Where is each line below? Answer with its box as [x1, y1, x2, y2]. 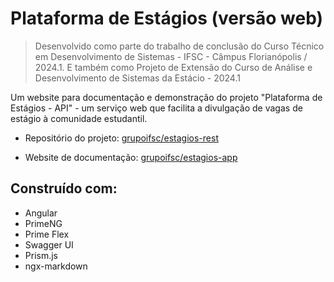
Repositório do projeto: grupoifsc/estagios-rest [24, 132, 219, 144]
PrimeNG [24, 217, 63, 229]
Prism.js [24, 249, 59, 261]
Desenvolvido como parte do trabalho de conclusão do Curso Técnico [34, 40, 325, 52]
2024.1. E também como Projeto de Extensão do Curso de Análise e [34, 61, 313, 73]
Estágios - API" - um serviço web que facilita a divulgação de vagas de [10, 102, 303, 114]
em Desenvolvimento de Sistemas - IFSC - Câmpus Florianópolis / [34, 50, 308, 62]
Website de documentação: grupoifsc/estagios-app [24, 151, 238, 163]
